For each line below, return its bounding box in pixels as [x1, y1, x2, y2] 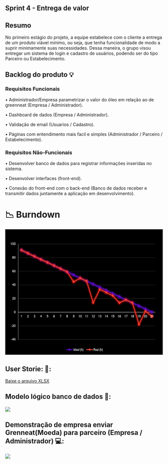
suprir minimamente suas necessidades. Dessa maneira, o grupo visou [5, 45, 151, 51]
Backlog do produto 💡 [5, 70, 74, 79]
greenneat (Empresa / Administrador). [5, 102, 83, 108]
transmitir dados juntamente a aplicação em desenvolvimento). [5, 191, 135, 197]
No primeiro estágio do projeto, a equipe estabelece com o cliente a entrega [5, 35, 162, 41]
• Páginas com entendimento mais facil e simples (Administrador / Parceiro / [5, 131, 163, 137]
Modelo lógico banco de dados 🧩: [5, 392, 111, 401]
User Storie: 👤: [5, 365, 51, 373]
